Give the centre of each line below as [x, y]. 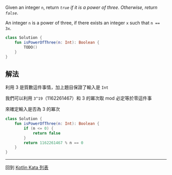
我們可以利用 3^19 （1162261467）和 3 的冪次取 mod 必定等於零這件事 [79, 98]
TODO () [31, 47]
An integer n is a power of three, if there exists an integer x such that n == [83, 23]
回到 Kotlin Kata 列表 [27, 168]
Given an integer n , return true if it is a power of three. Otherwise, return [81, 7]
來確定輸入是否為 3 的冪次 [33, 109]
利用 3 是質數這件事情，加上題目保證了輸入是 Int [57, 87]
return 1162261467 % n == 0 [53, 143]
